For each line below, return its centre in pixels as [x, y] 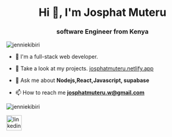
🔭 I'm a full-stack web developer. [57, 57]
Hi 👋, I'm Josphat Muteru [102, 13]
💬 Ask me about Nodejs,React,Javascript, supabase [82, 80]
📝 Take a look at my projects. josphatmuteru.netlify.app [84, 68]
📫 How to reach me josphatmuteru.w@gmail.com [80, 93]
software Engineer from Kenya [102, 32]
